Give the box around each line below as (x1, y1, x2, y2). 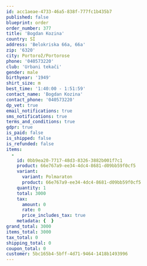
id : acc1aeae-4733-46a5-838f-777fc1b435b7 (6, 8, 112, 15)
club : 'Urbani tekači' (6, 63, 62, 70)
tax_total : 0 (6, 235, 38, 241)
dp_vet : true (6, 102, 38, 108)
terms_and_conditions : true (6, 119, 76, 125)
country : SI (6, 36, 35, 42)
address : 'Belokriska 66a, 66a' (6, 42, 86, 48)
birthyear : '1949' (6, 75, 51, 81)
